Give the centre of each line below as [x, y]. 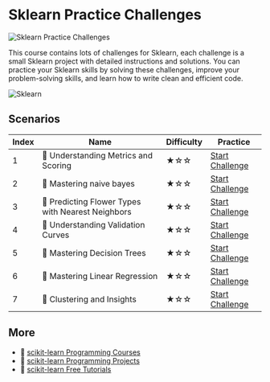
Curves [56, 235]
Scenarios [34, 119]
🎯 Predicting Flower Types [92, 201]
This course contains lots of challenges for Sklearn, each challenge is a [127, 52]
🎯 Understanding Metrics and [97, 155]
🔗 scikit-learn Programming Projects [80, 360]
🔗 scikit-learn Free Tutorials [65, 369]
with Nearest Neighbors [87, 212]
